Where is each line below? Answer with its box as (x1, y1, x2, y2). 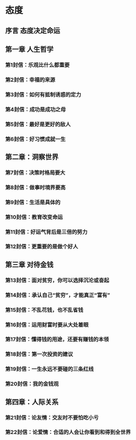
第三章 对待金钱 (5, 260, 54, 269)
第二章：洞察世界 (5, 153, 59, 161)
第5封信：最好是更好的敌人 (5, 121, 71, 128)
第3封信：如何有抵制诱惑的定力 (5, 91, 81, 98)
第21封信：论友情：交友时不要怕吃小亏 (5, 414, 99, 421)
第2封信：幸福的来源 (5, 76, 56, 83)
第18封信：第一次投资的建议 (5, 351, 73, 358)
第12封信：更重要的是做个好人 (5, 243, 78, 250)
